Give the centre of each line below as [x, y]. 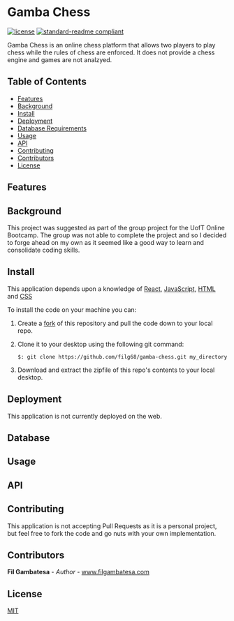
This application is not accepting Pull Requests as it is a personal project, [112, 526]
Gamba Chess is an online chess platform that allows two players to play [111, 45]
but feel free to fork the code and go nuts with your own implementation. [112, 533]
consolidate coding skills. [44, 250]
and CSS [20, 296]
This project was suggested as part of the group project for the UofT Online [116, 227]
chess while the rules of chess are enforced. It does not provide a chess [111, 52]
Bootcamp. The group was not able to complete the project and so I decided [117, 235]
